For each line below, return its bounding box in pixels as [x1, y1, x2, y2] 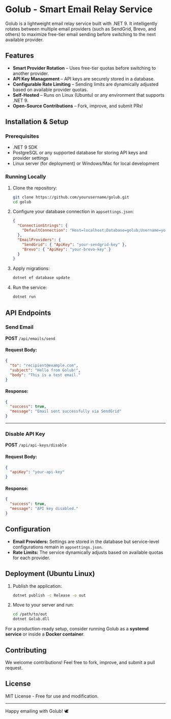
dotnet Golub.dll [12, 617, 50, 622]
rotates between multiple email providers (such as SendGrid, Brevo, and [5, 25, 156, 32]
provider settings [12, 155, 49, 161]
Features [5, 51, 34, 60]
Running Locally [5, 173, 46, 180]
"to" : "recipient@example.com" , [10, 363, 79, 368]
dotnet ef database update [12, 275, 70, 280]
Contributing [5, 646, 47, 654]
